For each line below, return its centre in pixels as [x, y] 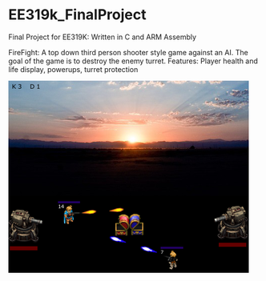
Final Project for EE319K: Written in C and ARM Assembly [103, 37]
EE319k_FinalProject [77, 15]
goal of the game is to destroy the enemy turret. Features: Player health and [133, 61]
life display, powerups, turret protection [73, 69]
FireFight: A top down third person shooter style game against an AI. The [128, 52]
